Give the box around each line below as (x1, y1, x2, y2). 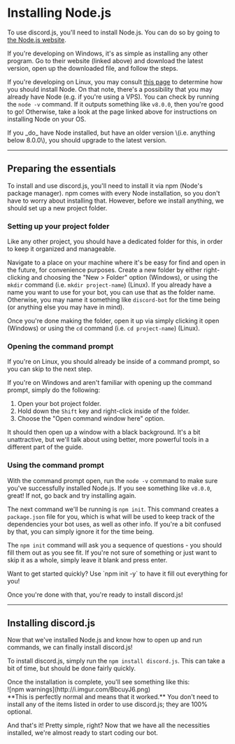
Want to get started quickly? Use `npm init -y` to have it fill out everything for (7, 569, 228, 578)
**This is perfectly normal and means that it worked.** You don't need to (7, 693, 219, 701)
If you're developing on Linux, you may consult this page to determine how (7, 77, 223, 86)
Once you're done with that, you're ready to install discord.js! (7, 590, 183, 599)
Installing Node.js (7, 5, 112, 21)
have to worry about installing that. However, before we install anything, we (7, 196, 225, 205)
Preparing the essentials (7, 163, 117, 175)
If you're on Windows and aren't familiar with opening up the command (7, 379, 212, 387)
